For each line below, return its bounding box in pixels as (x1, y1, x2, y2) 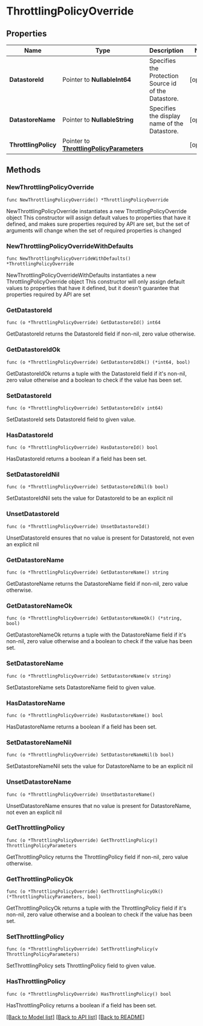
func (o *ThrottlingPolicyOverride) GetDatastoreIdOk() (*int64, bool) (6, 359, 190, 365)
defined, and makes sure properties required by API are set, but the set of (6, 220, 190, 228)
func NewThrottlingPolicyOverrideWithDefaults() (6, 256, 131, 262)
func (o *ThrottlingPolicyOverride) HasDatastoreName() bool (6, 712, 164, 718)
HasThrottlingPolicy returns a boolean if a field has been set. (6, 1001, 157, 1009)
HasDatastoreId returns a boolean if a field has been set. (6, 455, 147, 463)
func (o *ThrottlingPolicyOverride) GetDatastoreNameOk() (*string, (6, 615, 182, 621)
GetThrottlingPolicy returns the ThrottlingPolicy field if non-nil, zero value (6, 853, 188, 861)
